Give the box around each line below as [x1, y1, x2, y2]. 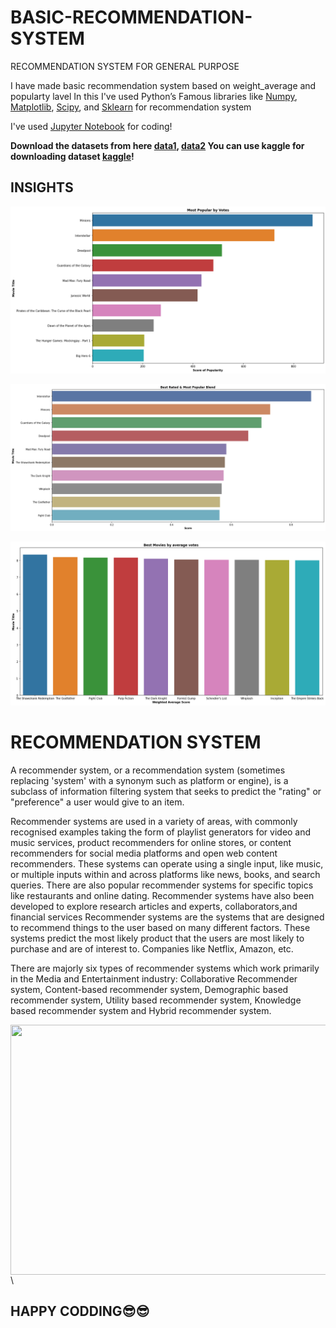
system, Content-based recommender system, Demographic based [10, 983, 289, 995]
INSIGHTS [10, 179, 74, 196]
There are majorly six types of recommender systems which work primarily [10, 962, 320, 974]
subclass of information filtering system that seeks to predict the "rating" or [10, 785, 322, 797]
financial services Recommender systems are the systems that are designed [10, 911, 325, 923]
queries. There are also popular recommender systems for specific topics [10, 879, 314, 891]
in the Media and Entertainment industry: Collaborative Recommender [10, 972, 298, 985]
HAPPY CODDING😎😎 [10, 1302, 150, 1320]
